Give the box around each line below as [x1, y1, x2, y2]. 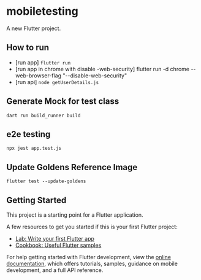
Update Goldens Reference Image [6, 161, 138, 173]
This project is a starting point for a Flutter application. [6, 211, 143, 219]
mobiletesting [6, 4, 78, 18]
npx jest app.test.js [6, 146, 62, 152]
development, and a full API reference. [6, 266, 104, 274]
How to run [6, 42, 50, 53]
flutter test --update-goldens [6, 178, 86, 185]
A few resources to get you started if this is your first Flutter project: [6, 223, 178, 230]
